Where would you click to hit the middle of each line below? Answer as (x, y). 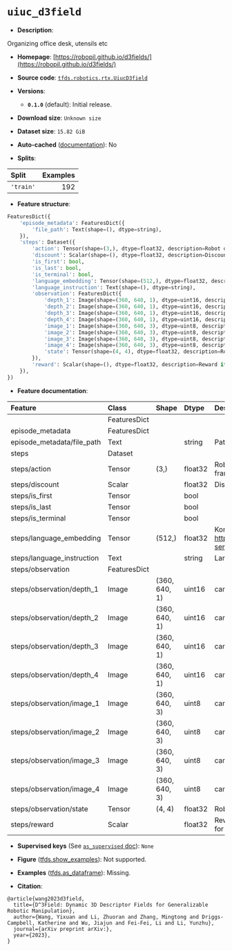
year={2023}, (32, 935)
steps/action (31, 469)
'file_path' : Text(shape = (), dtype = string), (97, 229)
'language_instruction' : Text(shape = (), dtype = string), (114, 287)
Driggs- (213, 917)
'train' (23, 187)
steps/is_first (31, 496)
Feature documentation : (52, 390)
